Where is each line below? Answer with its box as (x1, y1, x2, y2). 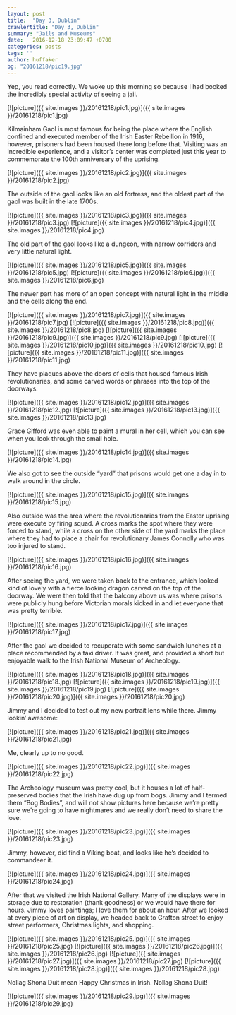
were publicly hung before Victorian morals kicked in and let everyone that (7, 598, 223, 607)
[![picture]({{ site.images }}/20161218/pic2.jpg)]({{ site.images (7, 168, 187, 177)
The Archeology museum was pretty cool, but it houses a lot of (7, 783, 190, 792)
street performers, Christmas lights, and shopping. (7, 920, 154, 929)
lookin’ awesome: (7, 713, 58, 722)
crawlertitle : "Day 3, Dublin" (7, 23, 99, 30)
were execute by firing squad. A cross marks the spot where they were (7, 518, 213, 527)
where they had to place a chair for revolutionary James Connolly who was (7, 534, 225, 542)
